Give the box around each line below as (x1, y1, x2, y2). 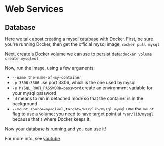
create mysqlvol (5, 56, 39, 61)
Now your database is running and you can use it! (5, 126, 106, 132)
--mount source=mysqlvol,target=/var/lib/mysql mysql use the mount (12, 106, 154, 111)
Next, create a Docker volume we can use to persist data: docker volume (5, 51, 152, 57)
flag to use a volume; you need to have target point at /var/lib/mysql (12, 111, 154, 117)
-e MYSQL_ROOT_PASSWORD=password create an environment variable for (12, 85, 153, 91)
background (12, 101, 37, 107)
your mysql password (12, 90, 57, 96)
